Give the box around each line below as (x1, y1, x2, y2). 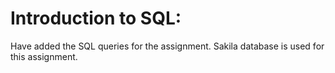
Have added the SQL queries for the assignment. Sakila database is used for (10, 40, 325, 52)
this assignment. (10, 50, 78, 62)
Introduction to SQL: (10, 7, 182, 30)
